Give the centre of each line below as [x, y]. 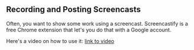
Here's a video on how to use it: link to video [60, 41]
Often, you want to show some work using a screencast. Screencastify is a [97, 23]
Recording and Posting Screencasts [73, 10]
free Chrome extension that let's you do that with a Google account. [89, 30]
